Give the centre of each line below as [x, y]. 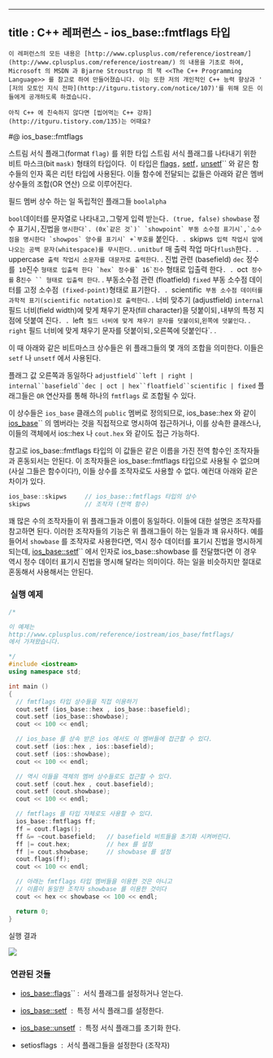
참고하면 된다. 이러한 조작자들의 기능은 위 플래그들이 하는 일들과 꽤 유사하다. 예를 [136, 531]
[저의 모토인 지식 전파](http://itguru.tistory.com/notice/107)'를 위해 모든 [131, 88]
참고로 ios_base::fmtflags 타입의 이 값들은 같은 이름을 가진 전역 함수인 [120, 450]
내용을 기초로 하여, [216, 62]
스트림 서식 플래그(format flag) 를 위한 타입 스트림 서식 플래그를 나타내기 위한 [133, 153]
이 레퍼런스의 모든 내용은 [45, 54]
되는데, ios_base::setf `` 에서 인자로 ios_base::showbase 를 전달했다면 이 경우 [133, 551]
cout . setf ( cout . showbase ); [63, 792]
